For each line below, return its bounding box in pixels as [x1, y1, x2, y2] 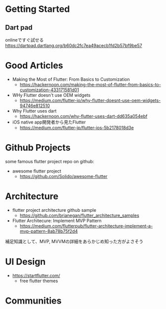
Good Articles [5, 60, 63, 71]
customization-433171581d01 [19, 87, 79, 93]
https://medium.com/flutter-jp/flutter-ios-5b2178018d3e [19, 124, 134, 130]
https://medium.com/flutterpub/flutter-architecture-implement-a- [19, 223, 153, 229]
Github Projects [5, 142, 71, 153]
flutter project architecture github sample [12, 207, 97, 213]
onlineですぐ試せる [5, 37, 44, 43]
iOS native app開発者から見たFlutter [12, 119, 86, 125]
